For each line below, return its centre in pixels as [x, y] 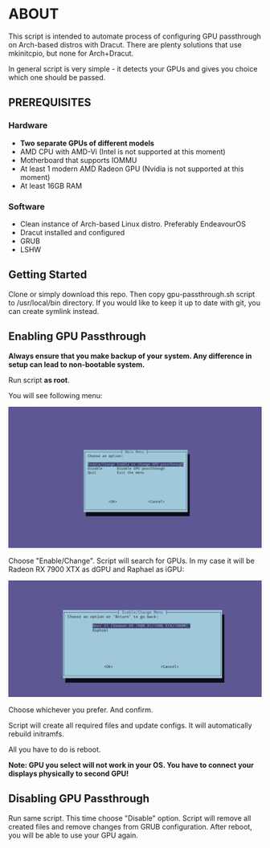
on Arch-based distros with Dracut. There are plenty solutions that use [125, 44]
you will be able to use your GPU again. [74, 835]
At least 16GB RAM [51, 185]
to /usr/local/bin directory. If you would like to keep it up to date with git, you [135, 303]
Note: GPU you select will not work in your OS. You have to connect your [131, 764]
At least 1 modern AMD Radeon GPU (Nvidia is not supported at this [132, 169]
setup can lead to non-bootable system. [77, 364]
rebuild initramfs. [36, 734]
